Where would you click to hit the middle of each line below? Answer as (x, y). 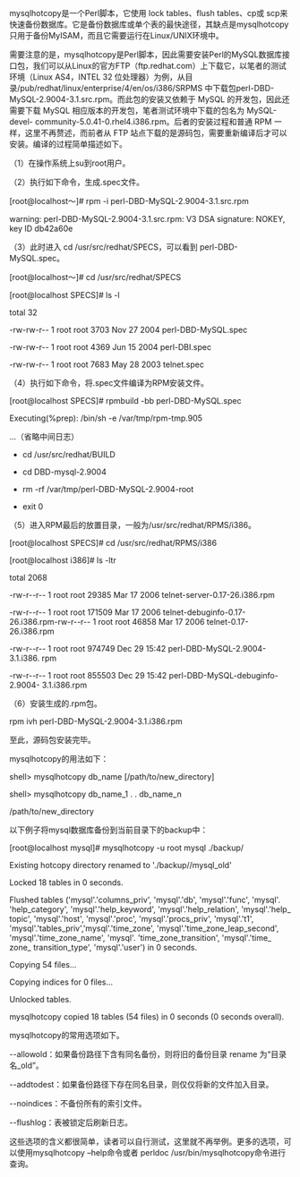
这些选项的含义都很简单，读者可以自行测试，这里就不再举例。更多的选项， (146, 1141)
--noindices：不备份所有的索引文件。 (78, 1103)
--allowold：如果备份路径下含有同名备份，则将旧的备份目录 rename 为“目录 (148, 1054)
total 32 (23, 312)
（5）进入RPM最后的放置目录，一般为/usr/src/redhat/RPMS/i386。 (133, 525)
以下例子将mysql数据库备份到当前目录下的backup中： (109, 830)
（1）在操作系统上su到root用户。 (70, 163)
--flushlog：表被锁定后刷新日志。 (71, 1122)
